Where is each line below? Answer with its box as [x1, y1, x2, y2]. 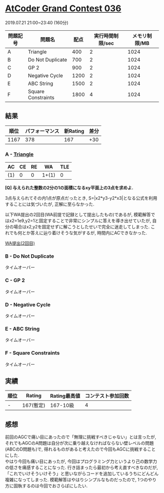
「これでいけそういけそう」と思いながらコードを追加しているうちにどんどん [5, 471, 159, 476]
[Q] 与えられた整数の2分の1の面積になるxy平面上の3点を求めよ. [5, 185, 133, 191]
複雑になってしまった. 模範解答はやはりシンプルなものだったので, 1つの [5, 477, 148, 483]
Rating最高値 [50, 392, 81, 399]
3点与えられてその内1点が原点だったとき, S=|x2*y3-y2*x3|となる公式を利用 [5, 195, 158, 201]
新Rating [64, 127, 84, 134]
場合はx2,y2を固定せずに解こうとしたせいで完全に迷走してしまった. [13, 224, 150, 230]
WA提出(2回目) [5, 240, 35, 246]
